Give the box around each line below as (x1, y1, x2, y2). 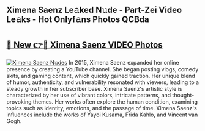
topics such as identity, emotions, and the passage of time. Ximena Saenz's (6, 105, 197, 112)
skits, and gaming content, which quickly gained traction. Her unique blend (6, 73, 196, 79)
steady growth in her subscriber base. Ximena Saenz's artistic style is (6, 85, 182, 92)
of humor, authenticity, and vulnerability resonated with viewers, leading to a (6, 79, 199, 86)
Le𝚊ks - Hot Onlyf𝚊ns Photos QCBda (6, 15, 150, 25)
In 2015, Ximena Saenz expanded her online (68, 59, 179, 66)
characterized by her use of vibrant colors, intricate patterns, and (6, 91, 171, 99)
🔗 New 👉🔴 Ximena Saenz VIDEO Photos (6, 40, 163, 50)
